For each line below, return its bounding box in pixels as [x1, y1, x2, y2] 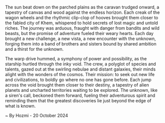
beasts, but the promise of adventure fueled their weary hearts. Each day [5, 31, 154, 36]
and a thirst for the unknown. [5, 46, 64, 52]
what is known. [5, 103, 36, 109]
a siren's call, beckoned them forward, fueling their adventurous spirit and [5, 92, 156, 98]
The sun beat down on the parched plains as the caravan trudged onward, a [5, 4, 160, 10]
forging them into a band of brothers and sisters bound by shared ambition [5, 41, 157, 46]
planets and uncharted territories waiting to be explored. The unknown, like [5, 87, 158, 93]
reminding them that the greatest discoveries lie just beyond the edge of [5, 98, 152, 103]
